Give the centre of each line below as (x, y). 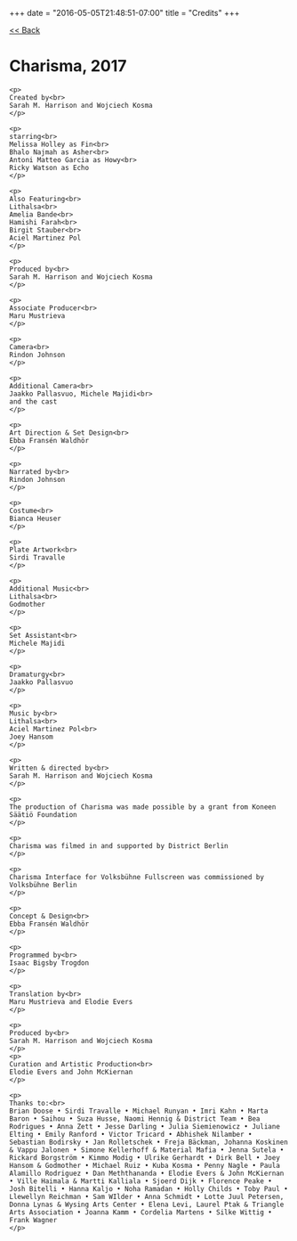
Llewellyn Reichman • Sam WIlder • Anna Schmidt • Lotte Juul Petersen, (147, 1196)
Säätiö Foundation (43, 814)
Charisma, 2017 (68, 66)
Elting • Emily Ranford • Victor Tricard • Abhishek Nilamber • (131, 1134)
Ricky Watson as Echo (49, 167)
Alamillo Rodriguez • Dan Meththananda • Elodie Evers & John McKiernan (147, 1173)
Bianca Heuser (36, 518)
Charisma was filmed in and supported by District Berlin (119, 845)
